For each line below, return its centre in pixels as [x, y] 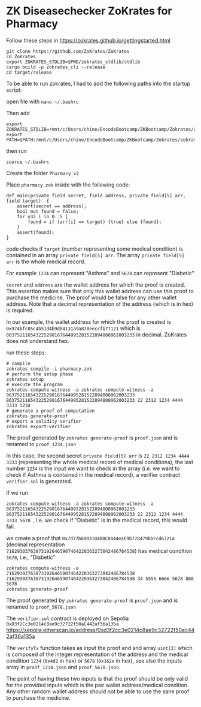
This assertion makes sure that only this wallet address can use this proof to [100, 291]
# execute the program [34, 384]
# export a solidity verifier [44, 421]
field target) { [28, 201]
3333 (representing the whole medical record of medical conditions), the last [100, 462]
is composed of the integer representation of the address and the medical [97, 654]
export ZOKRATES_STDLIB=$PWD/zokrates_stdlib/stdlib [73, 62]
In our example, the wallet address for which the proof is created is [89, 321]
